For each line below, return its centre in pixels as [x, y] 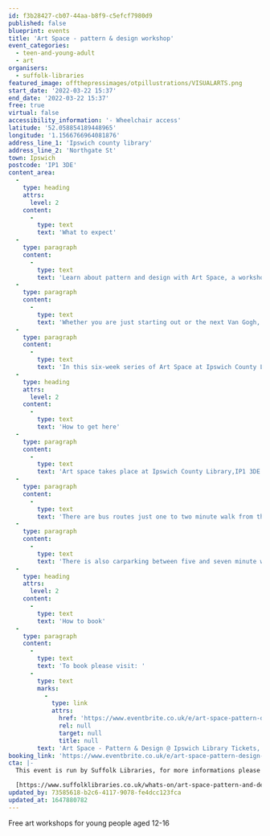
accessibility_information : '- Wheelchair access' [95, 121]
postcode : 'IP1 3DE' [43, 166]
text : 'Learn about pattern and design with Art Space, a [136, 277]
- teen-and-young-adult [55, 53]
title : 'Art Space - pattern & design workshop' [91, 38]
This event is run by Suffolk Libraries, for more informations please [138, 771]
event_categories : [39, 46]
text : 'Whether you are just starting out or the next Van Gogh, [149, 322]
